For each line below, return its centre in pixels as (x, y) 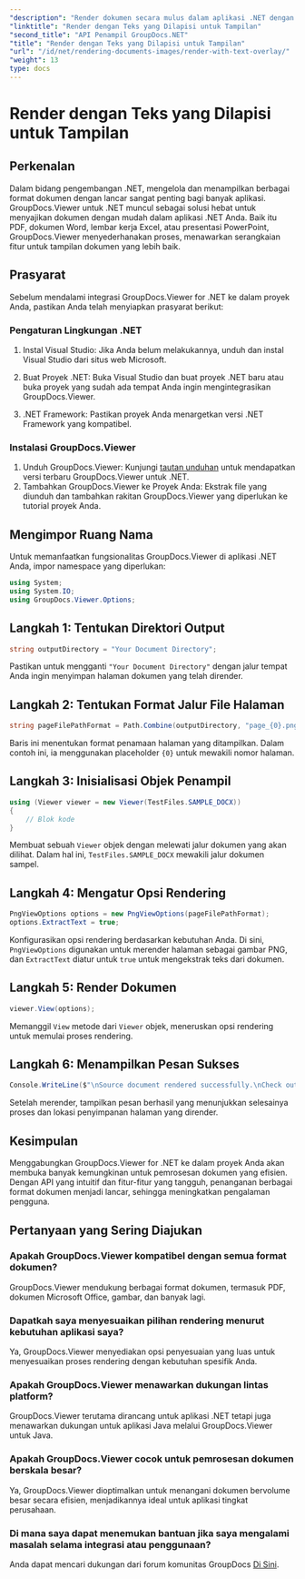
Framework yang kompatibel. (77, 423)
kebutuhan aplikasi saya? (67, 1331)
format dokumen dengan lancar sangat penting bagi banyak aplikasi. (138, 197)
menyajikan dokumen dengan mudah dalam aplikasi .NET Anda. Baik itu (143, 217)
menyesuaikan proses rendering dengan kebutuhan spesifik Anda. (133, 1361)
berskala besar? (46, 1471)
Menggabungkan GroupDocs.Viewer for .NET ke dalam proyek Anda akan (147, 1163)
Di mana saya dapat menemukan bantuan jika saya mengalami (150, 1533)
